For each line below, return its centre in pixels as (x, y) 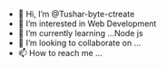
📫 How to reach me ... (60, 53)
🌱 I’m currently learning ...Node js (80, 33)
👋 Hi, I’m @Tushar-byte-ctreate (76, 14)
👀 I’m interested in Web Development (87, 24)
